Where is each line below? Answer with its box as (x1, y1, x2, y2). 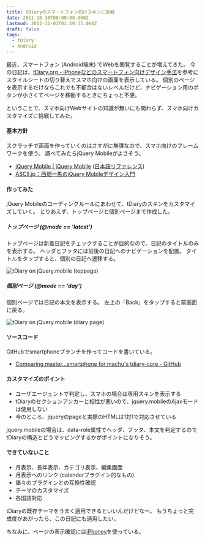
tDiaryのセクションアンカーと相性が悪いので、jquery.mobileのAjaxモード (15, 398, 199, 405)
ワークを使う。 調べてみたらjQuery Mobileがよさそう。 (6, 149, 144, 157)
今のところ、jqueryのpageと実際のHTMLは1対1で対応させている (15, 413, 177, 420)
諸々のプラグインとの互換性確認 (15, 479, 96, 486)
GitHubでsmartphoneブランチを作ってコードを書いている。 (6, 348, 156, 355)
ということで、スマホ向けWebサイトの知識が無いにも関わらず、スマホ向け (6, 104, 194, 112)
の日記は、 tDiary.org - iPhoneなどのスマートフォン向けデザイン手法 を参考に (6, 68, 199, 75)
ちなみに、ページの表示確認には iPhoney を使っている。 (6, 528, 144, 535)
